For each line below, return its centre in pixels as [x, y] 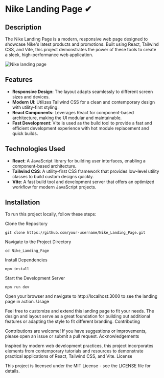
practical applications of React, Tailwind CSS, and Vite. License [69, 356]
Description [23, 27]
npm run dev [17, 287]
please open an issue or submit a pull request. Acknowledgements [72, 336]
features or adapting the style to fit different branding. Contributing [73, 321]
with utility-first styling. [35, 107]
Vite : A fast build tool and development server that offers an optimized [83, 182]
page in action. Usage [27, 302]
